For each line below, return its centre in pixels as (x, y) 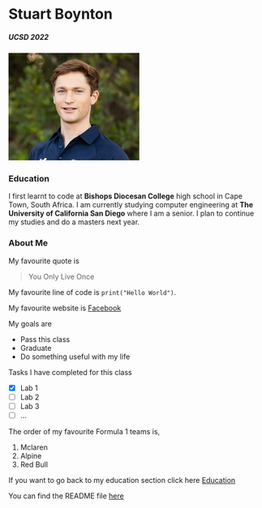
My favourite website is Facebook (65, 308)
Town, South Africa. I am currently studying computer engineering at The (131, 205)
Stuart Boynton (61, 14)
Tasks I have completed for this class (70, 372)
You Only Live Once (61, 276)
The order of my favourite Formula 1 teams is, (84, 431)
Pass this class (45, 339)
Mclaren (34, 447)
